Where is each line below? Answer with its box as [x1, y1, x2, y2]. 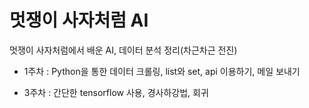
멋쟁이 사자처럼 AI [9, 9, 149, 32]
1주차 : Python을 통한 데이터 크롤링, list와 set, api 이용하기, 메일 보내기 [23, 65, 301, 77]
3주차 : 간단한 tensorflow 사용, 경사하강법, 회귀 [23, 86, 209, 98]
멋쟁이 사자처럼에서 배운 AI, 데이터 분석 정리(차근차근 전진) [9, 44, 238, 56]
